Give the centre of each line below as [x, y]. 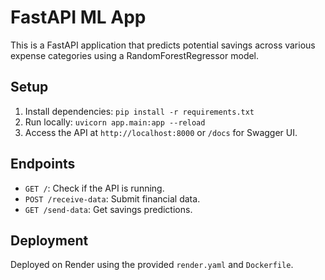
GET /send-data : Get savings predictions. [108, 209]
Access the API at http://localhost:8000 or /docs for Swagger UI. [161, 132]
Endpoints [43, 164]
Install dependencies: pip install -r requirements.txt [139, 111]
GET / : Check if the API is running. [94, 188]
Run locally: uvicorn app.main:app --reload [115, 122]
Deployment [49, 240]
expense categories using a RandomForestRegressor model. [135, 55]
